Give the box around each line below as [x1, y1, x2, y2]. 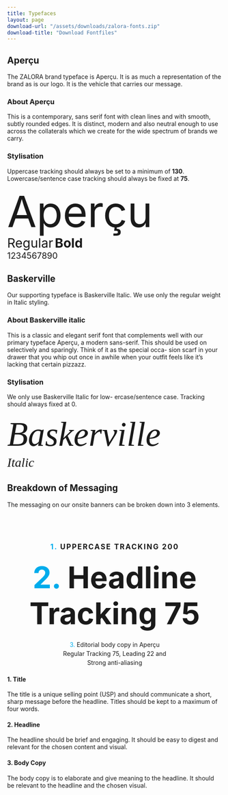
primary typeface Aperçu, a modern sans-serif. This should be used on [7, 338, 207, 346]
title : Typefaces [7, 10, 57, 17]
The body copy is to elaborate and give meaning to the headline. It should [7, 774, 214, 782]
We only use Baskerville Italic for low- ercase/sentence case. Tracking [7, 393, 205, 401]
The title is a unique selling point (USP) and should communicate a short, [7, 690, 212, 698]
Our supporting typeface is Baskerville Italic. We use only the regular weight [7, 291, 221, 299]
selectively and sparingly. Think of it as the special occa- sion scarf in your [7, 345, 218, 353]
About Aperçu [7, 97, 55, 106]
